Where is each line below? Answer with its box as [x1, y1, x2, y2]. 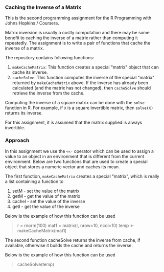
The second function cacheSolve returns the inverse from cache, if [5, 237, 141, 243]
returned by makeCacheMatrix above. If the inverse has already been [12, 80, 148, 86]
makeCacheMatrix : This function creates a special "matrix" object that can [12, 64, 159, 70]
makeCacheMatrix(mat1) [17, 227, 67, 233]
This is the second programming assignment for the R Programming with [5, 15, 152, 21]
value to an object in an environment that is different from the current [5, 153, 144, 159]
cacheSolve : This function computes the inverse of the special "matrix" [12, 75, 155, 81]
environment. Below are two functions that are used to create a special [5, 159, 148, 164]
